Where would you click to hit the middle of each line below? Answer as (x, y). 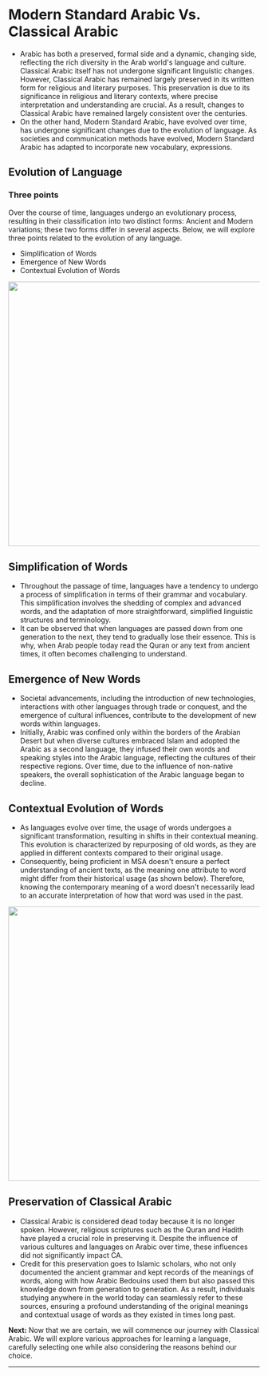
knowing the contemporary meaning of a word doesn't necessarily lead (137, 887)
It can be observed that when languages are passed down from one (131, 629)
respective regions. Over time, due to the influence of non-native (126, 766)
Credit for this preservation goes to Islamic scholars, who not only (128, 1263)
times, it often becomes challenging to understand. (103, 654)
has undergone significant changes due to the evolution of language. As (138, 130)
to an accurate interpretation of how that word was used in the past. (131, 895)
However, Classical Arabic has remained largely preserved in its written (137, 79)
